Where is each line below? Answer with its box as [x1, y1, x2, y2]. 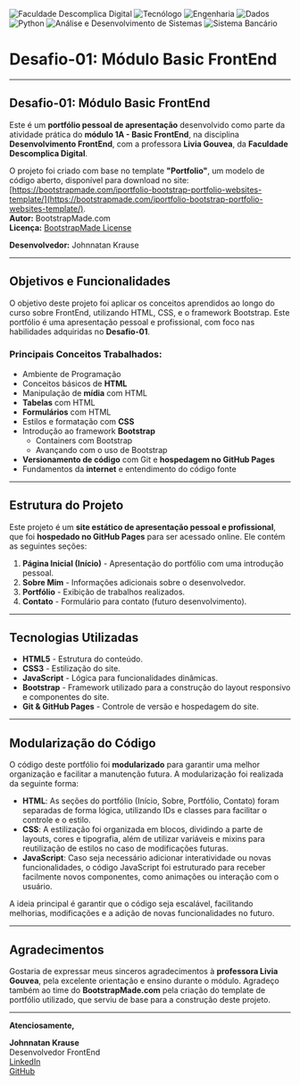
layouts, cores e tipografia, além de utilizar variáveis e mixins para [21, 834, 265, 845]
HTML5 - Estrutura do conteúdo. [21, 653, 143, 665]
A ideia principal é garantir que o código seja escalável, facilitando [9, 898, 254, 909]
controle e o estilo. [21, 814, 91, 826]
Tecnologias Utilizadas [9, 630, 139, 645]
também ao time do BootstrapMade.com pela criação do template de [9, 985, 266, 996]
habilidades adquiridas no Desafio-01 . [9, 326, 150, 337]
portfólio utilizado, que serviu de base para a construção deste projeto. [9, 995, 271, 1005]
